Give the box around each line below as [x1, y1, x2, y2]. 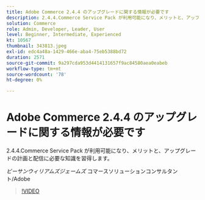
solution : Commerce [6, 20, 56, 26]
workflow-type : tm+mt [6, 65, 62, 72]
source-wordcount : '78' [6, 71, 67, 77]
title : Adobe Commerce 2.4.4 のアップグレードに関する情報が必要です [6, 9, 170, 15]
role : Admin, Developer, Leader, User [6, 26, 105, 32]
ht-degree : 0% [6, 77, 43, 83]
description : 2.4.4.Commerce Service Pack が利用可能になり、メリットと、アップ [6, 15, 200, 21]
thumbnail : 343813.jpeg [6, 43, 67, 49]
